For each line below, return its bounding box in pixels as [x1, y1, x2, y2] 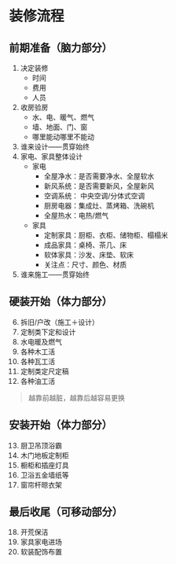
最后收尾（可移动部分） [9, 505, 123, 519]
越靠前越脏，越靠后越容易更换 [27, 393, 125, 402]
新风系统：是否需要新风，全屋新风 [43, 182, 155, 190]
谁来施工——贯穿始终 [20, 270, 90, 279]
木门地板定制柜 [20, 450, 69, 460]
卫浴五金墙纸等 [20, 470, 69, 480]
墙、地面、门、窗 [31, 123, 88, 131]
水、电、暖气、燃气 [31, 112, 95, 122]
